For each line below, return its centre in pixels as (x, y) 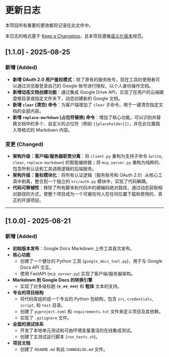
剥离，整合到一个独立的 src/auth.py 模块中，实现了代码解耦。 (86, 181)
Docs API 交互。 (37, 267)
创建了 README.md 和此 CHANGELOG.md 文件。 (64, 349)
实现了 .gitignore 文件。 (46, 318)
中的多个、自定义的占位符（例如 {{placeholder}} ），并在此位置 (91, 124)
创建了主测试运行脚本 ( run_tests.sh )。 (60, 336)
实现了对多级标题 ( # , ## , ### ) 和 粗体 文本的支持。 (71, 286)
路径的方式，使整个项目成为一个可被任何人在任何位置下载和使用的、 (88, 194)
